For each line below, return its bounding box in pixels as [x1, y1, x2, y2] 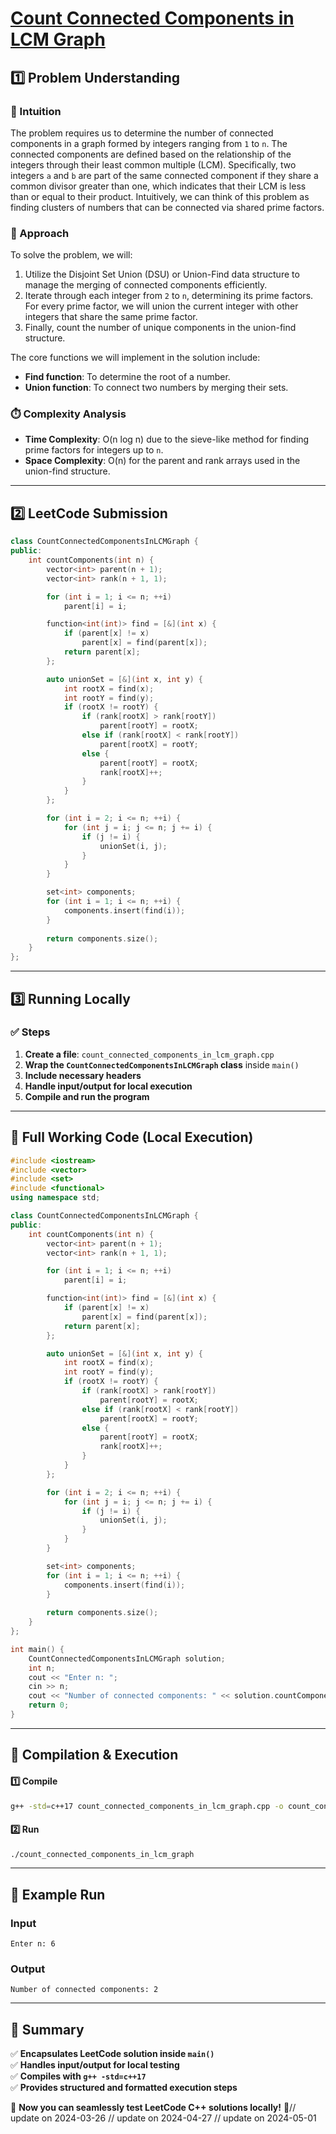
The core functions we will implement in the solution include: [10, 352, 261, 364]
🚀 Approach [10, 226, 70, 240]
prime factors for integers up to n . [24, 444, 164, 456]
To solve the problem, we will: [10, 249, 133, 261]
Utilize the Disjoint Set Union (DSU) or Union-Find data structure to [24, 268, 300, 281]
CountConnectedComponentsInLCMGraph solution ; [28, 1653, 226, 1664]
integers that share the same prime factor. [24, 311, 198, 323]
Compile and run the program [24, 1090, 150, 1102]
